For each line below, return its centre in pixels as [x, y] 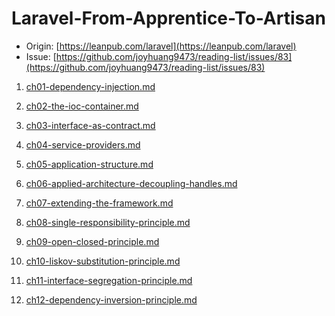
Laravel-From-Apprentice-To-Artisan [168, 18]
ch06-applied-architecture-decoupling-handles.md [131, 183]
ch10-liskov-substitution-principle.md [103, 261]
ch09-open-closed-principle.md [92, 241]
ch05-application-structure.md [89, 164]
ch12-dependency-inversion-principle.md [111, 299]
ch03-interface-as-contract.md [90, 125]
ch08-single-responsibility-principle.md [108, 222]
